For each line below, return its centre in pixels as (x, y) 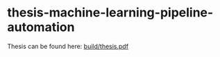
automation (41, 27)
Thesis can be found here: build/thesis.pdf (68, 46)
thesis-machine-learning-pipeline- (110, 13)
